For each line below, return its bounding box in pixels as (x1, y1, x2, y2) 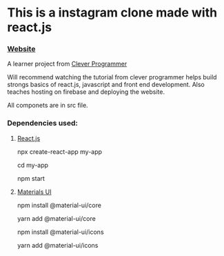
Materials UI (17, 188, 52, 196)
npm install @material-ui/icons (17, 228, 105, 236)
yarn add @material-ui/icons (17, 241, 99, 249)
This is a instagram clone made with (7, 5, 218, 21)
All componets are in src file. (7, 101, 88, 110)
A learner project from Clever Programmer (7, 60, 128, 68)
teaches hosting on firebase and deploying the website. (7, 88, 165, 96)
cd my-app (17, 161, 49, 169)
